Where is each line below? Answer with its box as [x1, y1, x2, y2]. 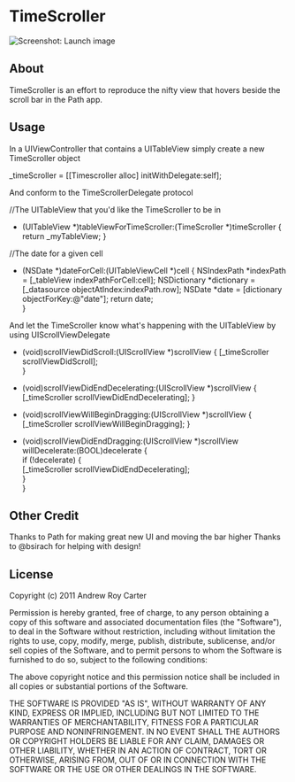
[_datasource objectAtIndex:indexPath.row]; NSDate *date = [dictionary [21, 283, 283, 294]
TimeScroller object [9, 152, 81, 163]
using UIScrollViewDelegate [9, 329, 110, 340]
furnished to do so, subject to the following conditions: [9, 654, 208, 665]
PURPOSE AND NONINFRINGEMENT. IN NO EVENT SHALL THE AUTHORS [9, 726, 281, 737]
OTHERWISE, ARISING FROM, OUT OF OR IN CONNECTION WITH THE [9, 755, 267, 765]
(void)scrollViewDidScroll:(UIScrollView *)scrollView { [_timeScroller [21, 346, 269, 357]
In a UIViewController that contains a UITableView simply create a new [9, 143, 265, 154]
